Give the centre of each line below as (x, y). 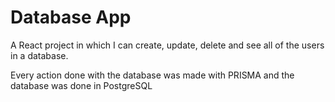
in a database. (39, 55)
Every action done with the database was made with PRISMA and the (152, 75)
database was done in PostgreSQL (81, 85)
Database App (71, 17)
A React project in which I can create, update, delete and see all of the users (167, 45)
